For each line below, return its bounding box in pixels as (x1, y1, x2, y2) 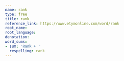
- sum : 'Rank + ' (5, 44, 41, 49)
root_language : (5, 30, 36, 35)
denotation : (5, 35, 29, 40)
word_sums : (5, 39, 27, 44)
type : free (5, 12, 27, 17)
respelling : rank (9, 48, 45, 53)
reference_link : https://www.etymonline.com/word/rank (5, 21, 120, 26)
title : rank (5, 16, 29, 21)
